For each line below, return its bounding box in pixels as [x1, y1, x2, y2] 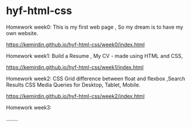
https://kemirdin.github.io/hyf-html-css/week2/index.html [6, 92, 145, 99]
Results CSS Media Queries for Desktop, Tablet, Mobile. [6, 81, 141, 88]
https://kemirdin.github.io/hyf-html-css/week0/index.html [6, 41, 145, 48]
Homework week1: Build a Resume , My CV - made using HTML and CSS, [6, 52, 183, 59]
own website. [6, 29, 39, 36]
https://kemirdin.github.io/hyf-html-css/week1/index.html [6, 63, 144, 71]
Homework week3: [6, 104, 52, 111]
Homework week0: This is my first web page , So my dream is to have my [6, 23, 183, 30]
